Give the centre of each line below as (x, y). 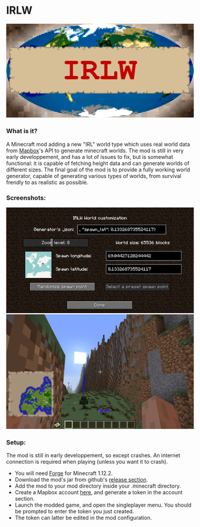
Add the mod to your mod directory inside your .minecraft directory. (98, 486)
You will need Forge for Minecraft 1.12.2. (64, 473)
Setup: (16, 442)
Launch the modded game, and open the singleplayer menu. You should (103, 505)
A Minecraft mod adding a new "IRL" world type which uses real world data (98, 144)
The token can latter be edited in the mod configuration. (83, 518)
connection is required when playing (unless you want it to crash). (87, 462)
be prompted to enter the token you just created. (74, 511)
